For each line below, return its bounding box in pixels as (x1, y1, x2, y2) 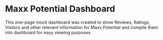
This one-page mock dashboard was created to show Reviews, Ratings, (5, 19, 151, 25)
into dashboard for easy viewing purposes (5, 29, 91, 35)
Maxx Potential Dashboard (5, 3, 115, 14)
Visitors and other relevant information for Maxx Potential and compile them (5, 24, 158, 30)
